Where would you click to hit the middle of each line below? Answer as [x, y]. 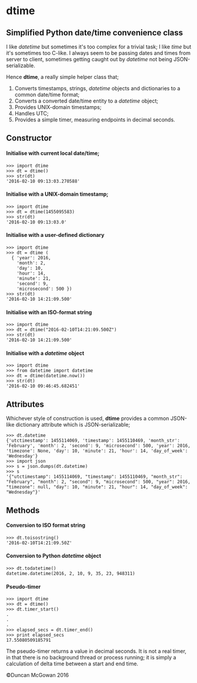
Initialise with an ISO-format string [49, 312]
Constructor [29, 138]
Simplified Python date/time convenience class [95, 33]
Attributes [25, 404]
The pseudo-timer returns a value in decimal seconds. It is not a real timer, [96, 651]
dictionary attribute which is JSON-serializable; [73, 425]
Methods [23, 510]
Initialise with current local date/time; [53, 153]
